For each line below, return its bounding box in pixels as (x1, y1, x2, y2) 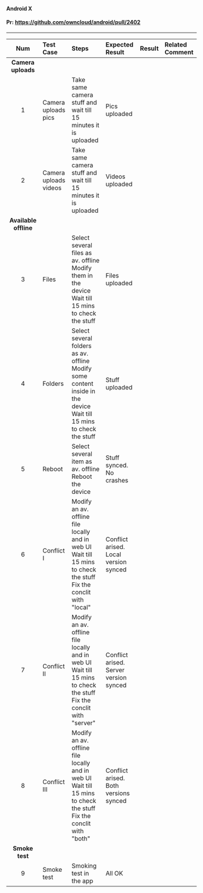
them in (71, 271, 93, 279)
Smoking (71, 862, 97, 870)
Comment (164, 48, 194, 56)
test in (71, 869, 89, 877)
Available (9, 216, 37, 224)
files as (71, 248, 92, 257)
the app (71, 877, 94, 885)
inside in (71, 387, 95, 395)
